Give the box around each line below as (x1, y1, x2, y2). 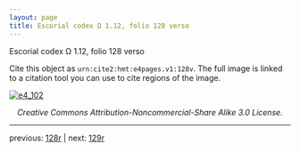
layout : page (9, 12, 58, 22)
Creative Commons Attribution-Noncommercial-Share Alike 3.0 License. (17, 107, 283, 117)
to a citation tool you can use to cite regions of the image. (9, 72, 221, 83)
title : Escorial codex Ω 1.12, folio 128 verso (9, 21, 190, 30)
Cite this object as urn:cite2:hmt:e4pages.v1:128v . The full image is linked (9, 63, 283, 74)
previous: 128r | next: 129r (9, 132, 105, 143)
